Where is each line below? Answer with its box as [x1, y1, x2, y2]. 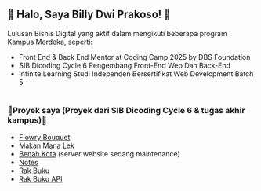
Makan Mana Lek [18, 141, 75, 150]
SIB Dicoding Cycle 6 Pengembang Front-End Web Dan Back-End [18, 61, 231, 70]
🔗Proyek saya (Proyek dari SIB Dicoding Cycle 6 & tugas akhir [7, 105, 245, 116]
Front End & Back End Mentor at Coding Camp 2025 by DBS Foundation [18, 52, 251, 61]
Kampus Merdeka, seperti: [7, 37, 93, 46]
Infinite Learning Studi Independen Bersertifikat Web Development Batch [18, 68, 254, 79]
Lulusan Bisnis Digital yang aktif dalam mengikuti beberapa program [7, 28, 228, 38]
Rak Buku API [18, 174, 63, 184]
